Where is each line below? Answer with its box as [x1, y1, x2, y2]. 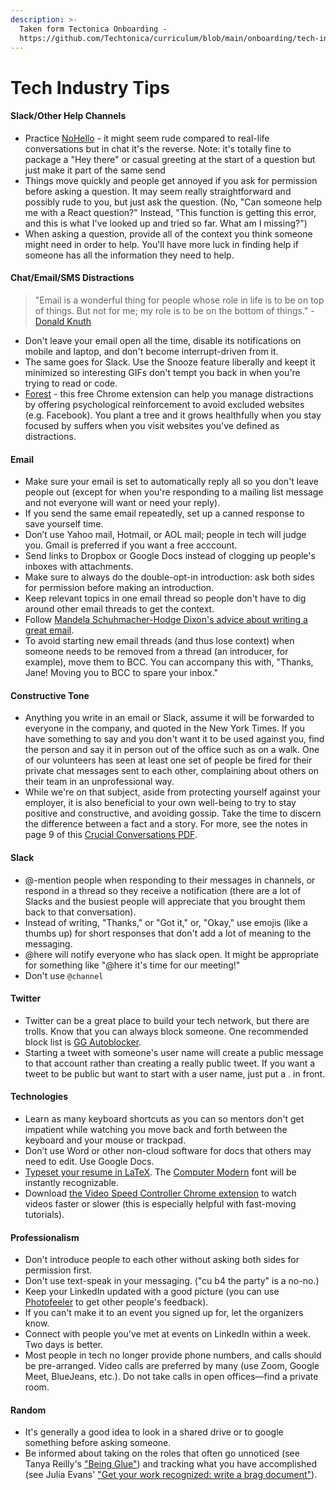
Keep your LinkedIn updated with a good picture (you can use [24, 1286, 280, 1298]
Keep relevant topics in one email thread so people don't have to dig [24, 592, 307, 605]
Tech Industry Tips [10, 76, 170, 99]
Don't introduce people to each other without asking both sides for [24, 1254, 300, 1266]
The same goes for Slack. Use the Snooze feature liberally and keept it [24, 356, 316, 368]
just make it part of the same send [24, 164, 166, 176]
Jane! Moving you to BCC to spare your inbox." [24, 667, 219, 679]
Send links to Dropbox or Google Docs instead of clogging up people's [24, 550, 316, 562]
